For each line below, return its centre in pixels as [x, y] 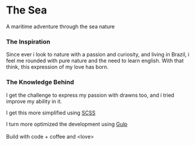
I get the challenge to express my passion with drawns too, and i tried [90, 95]
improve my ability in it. [34, 101]
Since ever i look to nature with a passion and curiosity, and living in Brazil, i [98, 55]
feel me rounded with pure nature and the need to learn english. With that [95, 61]
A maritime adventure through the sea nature [60, 26]
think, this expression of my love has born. [57, 67]
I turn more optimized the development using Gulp [67, 124]
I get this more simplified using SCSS [51, 113]
